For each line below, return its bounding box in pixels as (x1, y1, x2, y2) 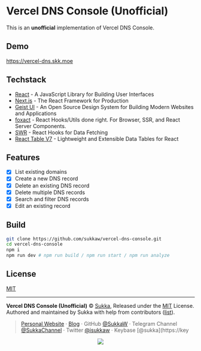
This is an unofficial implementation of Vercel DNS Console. (6, 24, 154, 31)
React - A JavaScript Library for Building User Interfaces (14, 90, 154, 98)
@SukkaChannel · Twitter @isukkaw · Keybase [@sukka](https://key (20, 326, 189, 334)
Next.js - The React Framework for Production (14, 97, 129, 104)
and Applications (14, 110, 57, 117)
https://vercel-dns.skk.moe (6, 57, 74, 64)
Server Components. (14, 122, 66, 129)
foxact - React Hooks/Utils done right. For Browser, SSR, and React (14, 116, 181, 123)
